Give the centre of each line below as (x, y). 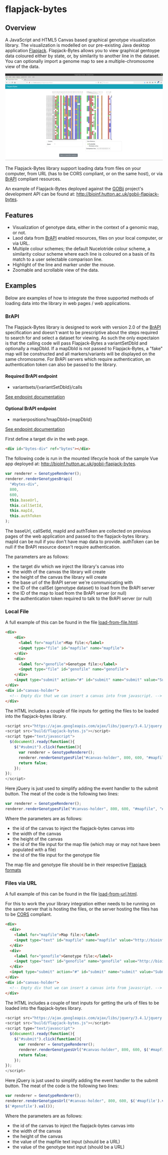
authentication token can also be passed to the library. (61, 365)
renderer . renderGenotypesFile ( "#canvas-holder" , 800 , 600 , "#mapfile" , (81, 809)
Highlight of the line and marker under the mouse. (64, 264)
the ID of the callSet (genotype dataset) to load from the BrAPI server (83, 588)
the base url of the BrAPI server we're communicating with (73, 583)
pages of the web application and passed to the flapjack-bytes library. (77, 537)
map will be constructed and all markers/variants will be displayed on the (80, 354)
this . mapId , (22, 511)
